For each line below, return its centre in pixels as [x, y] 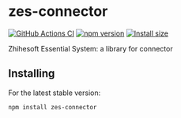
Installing [32, 74]
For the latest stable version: [55, 93]
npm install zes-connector [53, 107]
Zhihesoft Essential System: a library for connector [90, 48]
